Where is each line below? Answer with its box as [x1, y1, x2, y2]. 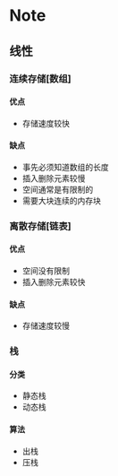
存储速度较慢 [21, 320, 70, 332]
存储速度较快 [21, 117, 70, 128]
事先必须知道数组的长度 [21, 161, 109, 172]
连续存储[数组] [9, 73, 72, 85]
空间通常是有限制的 [21, 184, 94, 195]
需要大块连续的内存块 [21, 195, 101, 206]
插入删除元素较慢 [21, 172, 86, 184]
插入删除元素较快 [21, 277, 86, 288]
